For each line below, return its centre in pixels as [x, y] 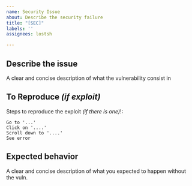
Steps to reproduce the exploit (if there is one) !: [65, 111]
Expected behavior [42, 157]
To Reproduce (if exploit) [53, 97]
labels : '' [20, 28]
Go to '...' [21, 122]
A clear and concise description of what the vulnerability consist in [88, 78]
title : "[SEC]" [25, 23]
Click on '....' [26, 127]
